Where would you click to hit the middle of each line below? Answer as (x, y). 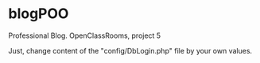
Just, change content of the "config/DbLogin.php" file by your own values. (130, 50)
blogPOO (39, 14)
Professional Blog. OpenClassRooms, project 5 (85, 35)
